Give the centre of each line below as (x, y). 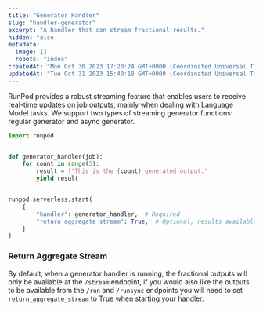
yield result (58, 179)
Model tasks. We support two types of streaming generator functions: (121, 113)
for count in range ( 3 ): (61, 164)
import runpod (31, 135)
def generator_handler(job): (56, 157)
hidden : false (31, 37)
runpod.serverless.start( (50, 199)
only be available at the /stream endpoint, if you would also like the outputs (129, 282)
